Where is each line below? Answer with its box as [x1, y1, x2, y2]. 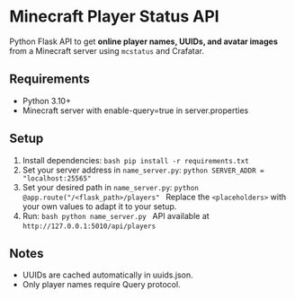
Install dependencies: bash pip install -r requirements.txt [22, 154, 249, 165]
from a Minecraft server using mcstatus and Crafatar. [9, 45, 205, 56]
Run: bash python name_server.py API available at [22, 210, 210, 221]
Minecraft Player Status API [9, 6, 219, 27]
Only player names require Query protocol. [22, 279, 182, 290]
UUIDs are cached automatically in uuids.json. [22, 269, 193, 280]
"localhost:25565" [22, 173, 92, 183]
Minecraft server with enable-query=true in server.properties [22, 105, 249, 116]
